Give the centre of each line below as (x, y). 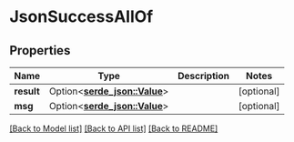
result (27, 91)
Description (203, 76)
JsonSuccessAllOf (81, 17)
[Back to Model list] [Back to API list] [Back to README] (114, 128)
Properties (40, 51)
